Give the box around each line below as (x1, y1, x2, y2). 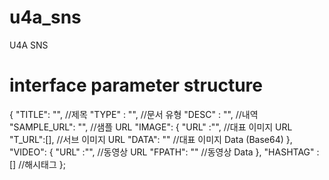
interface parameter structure (9, 74, 263, 97)
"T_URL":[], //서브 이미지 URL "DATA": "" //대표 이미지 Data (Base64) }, (9, 133, 293, 145)
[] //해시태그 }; (9, 158, 66, 170)
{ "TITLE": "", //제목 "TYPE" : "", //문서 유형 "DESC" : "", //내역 (9, 108, 259, 120)
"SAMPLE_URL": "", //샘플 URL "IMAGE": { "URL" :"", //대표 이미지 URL (9, 121, 293, 133)
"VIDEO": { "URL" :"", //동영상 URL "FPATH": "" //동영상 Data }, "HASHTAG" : (9, 146, 320, 158)
